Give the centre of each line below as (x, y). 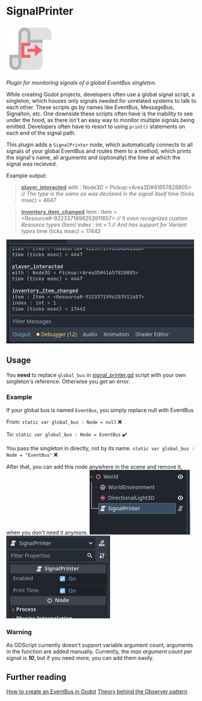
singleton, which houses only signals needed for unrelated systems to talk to (101, 100)
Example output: (27, 175)
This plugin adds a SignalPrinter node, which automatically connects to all (99, 144)
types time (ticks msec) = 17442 (61, 231)
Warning (19, 632)
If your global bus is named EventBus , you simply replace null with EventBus (100, 410)
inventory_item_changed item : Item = (69, 212)
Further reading (36, 677)
